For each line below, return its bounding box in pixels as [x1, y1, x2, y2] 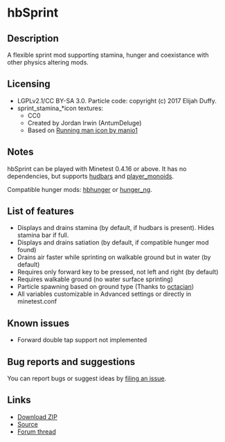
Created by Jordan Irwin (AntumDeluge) [27, 118, 142, 127]
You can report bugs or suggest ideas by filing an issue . [7, 374, 167, 382]
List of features [7, 206, 75, 218]
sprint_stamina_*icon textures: [17, 104, 104, 112]
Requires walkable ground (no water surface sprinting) [17, 275, 173, 283]
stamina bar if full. [17, 231, 69, 240]
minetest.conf [17, 297, 57, 306]
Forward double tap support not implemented [17, 336, 147, 344]
